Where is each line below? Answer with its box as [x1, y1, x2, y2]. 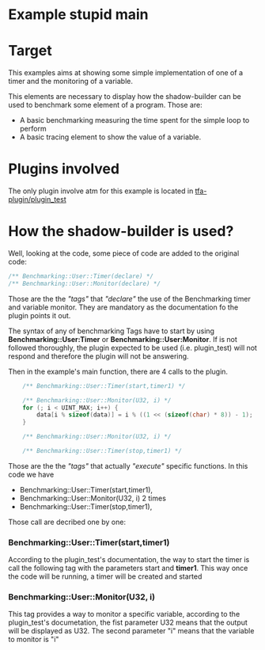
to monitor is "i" [8, 635, 59, 644]
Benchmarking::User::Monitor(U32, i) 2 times [19, 493, 166, 503]
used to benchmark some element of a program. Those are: [8, 101, 203, 110]
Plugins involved [8, 160, 120, 178]
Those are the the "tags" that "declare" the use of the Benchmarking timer [8, 294, 251, 303]
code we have [8, 469, 55, 479]
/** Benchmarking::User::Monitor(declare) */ [8, 279, 161, 287]
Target [8, 42, 53, 60]
